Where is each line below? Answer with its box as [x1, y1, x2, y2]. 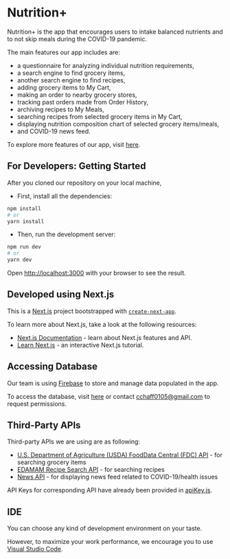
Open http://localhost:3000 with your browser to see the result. [7, 269, 187, 277]
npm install [7, 205, 41, 212]
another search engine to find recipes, [16, 76, 126, 84]
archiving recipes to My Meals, [16, 105, 104, 113]
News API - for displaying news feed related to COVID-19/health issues [16, 472, 218, 481]
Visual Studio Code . [7, 545, 63, 554]
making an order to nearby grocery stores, [16, 91, 137, 99]
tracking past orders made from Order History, [16, 98, 149, 106]
